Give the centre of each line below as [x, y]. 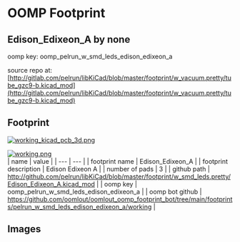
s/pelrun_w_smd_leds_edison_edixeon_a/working [80, 206]
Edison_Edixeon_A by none [69, 40]
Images [24, 229]
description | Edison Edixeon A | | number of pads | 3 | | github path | [109, 169]
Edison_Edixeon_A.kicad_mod [51, 184]
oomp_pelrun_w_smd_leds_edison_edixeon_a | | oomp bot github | [105, 191]
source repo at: [30, 70]
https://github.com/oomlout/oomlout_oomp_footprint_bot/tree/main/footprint [120, 199]
